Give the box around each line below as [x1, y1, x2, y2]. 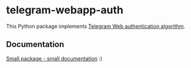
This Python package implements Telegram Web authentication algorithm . [6, 23, 186, 30]
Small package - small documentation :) [6, 55, 103, 62]
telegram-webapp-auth [6, 3, 123, 17]
